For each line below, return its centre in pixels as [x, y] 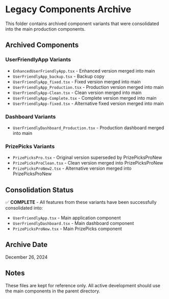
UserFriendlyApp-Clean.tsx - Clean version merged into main [77, 93]
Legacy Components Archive [68, 9]
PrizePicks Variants [30, 146]
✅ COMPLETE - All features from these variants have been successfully [81, 202]
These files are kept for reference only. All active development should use [83, 285]
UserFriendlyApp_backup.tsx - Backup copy [58, 76]
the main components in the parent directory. [53, 291]
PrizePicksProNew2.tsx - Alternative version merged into [72, 168]
